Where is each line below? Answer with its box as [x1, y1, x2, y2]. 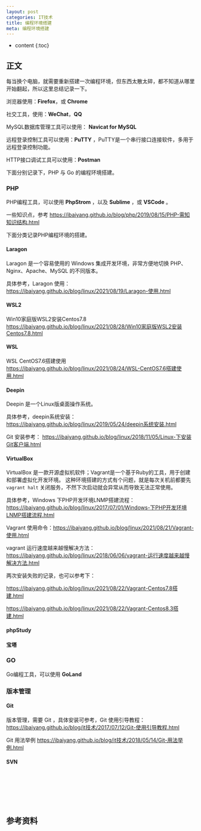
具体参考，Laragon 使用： [6, 279, 71, 287]
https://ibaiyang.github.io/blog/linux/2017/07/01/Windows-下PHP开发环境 [6, 504, 187, 512]
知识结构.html [6, 219, 40, 226]
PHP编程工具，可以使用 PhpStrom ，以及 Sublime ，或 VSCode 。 [6, 199, 172, 206]
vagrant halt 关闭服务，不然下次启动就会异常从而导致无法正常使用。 [6, 484, 176, 491]
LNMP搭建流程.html [6, 512, 55, 519]
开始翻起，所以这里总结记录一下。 [6, 85, 90, 93]
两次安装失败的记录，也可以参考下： [6, 572, 96, 579]
